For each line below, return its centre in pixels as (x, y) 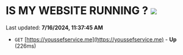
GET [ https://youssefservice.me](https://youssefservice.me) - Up (95, 39)
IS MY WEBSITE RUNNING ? (77, 11)
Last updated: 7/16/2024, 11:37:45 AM (54, 28)
